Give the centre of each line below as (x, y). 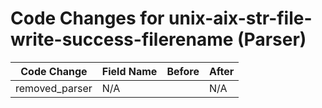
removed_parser (54, 88)
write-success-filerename (122, 39)
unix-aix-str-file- (240, 18)
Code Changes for (87, 18)
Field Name (129, 71)
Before (183, 71)
